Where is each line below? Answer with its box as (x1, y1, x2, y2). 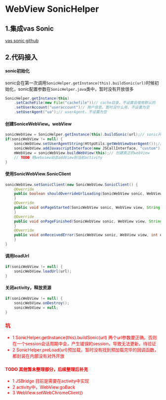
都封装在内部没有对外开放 (12, 353, 65, 359)
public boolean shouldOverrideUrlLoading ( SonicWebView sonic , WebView (14, 191, 163, 196)
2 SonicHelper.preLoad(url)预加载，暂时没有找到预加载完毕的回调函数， (12, 347, 159, 353)
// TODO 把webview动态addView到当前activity (14, 155, 103, 160)
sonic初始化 (5, 68, 30, 73)
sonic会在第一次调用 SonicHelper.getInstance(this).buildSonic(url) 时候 (5, 80, 155, 86)
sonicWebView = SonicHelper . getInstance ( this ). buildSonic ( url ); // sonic (5, 132, 158, 137)
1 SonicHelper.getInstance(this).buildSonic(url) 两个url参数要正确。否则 (12, 334, 157, 340)
